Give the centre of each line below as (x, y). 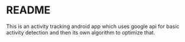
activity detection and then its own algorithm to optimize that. (81, 32)
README (28, 10)
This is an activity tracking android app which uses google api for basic (93, 26)
